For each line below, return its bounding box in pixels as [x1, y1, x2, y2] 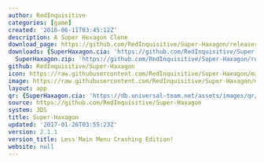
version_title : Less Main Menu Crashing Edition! [8, 135, 174, 143]
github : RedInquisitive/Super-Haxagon [8, 63, 135, 71]
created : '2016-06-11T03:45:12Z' [8, 26, 118, 34]
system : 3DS [8, 107, 47, 114]
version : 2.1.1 [8, 128, 58, 136]
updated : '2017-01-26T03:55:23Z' [8, 121, 118, 129]
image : [8, 77, 30, 85]
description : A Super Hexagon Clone [8, 33, 128, 42]
